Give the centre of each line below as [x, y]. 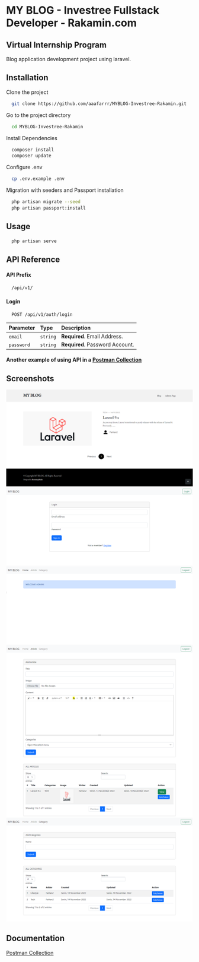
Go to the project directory [38, 115]
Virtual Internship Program [56, 45]
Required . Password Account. [98, 344]
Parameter [22, 328]
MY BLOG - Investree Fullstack [83, 10]
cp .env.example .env [38, 179]
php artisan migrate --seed [46, 202]
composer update [31, 156]
